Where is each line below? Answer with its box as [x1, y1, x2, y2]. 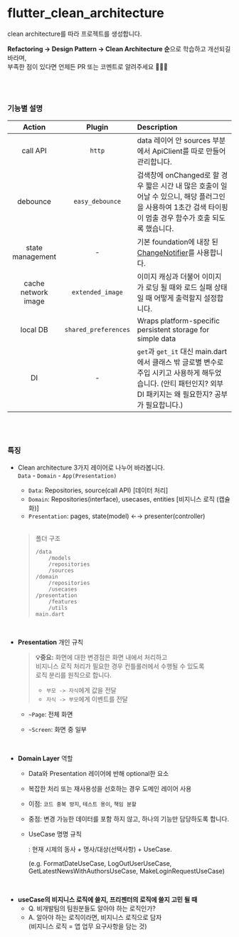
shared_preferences [64, 326, 130, 334]
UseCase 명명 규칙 [28, 829, 82, 838]
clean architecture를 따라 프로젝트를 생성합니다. [7, 29, 142, 38]
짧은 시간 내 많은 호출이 [145, 181, 219, 191]
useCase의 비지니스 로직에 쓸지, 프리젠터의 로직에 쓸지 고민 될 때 [17, 895, 198, 904]
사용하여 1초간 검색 [145, 202, 207, 212]
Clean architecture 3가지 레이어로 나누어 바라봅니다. [17, 463, 165, 472]
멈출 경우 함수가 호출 [145, 213, 211, 223]
